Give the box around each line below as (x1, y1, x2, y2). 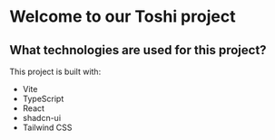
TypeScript (22, 93, 64, 104)
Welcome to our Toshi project (9, 6, 236, 27)
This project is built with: (9, 66, 102, 77)
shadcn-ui (22, 113, 62, 123)
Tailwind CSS (22, 122, 73, 133)
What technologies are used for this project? (9, 42, 267, 58)
